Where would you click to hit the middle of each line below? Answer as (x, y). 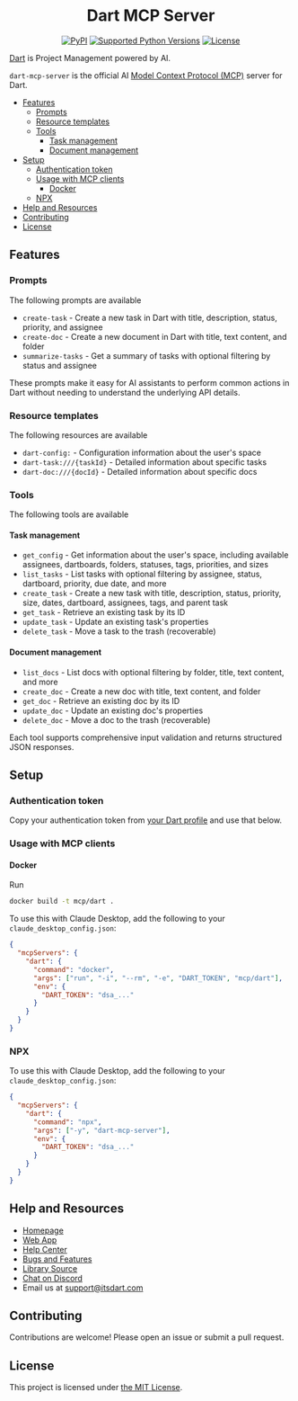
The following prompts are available (75, 300)
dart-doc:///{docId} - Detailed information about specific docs (140, 471)
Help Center (44, 1249)
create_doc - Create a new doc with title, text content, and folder (141, 691)
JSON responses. (42, 746)
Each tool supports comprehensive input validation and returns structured (146, 737)
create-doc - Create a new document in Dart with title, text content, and (154, 336)
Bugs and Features (57, 1259)
